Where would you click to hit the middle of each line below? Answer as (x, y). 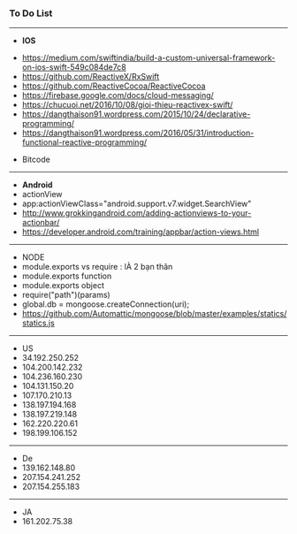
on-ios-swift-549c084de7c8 (74, 67)
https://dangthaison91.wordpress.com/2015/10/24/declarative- (136, 114)
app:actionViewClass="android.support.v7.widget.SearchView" (137, 204)
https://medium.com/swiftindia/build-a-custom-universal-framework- (148, 58)
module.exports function (67, 276)
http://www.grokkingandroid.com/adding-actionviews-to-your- (137, 213)
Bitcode (36, 160)
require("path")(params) (66, 295)
